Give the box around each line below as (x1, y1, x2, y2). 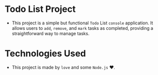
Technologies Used (4, 48, 86, 59)
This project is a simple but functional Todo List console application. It (11, 20, 154, 26)
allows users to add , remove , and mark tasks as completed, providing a (11, 25, 154, 31)
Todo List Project (4, 3, 76, 15)
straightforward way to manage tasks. (11, 30, 90, 36)
